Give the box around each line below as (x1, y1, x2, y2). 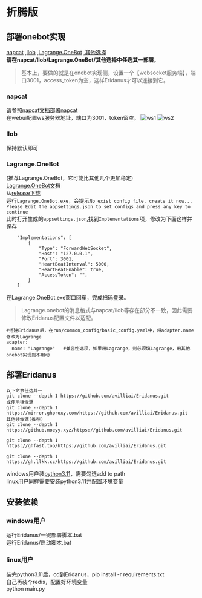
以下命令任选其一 (6, 387, 43, 393)
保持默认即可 (6, 144, 38, 151)
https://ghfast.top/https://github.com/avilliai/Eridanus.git (6, 442, 166, 448)
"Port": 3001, (38, 255, 74, 262)
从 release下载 (6, 189, 41, 197)
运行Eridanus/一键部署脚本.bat (6, 531, 82, 539)
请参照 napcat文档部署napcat (6, 107, 78, 114)
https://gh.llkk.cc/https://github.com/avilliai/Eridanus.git (6, 458, 166, 465)
